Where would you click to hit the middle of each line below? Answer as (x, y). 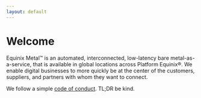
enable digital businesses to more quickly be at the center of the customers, (100, 71)
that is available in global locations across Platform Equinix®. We (113, 64)
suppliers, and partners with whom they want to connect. (77, 77)
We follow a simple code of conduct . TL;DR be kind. (71, 88)
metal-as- (183, 58)
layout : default (26, 12)
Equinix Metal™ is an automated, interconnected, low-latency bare (88, 58)
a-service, (19, 64)
